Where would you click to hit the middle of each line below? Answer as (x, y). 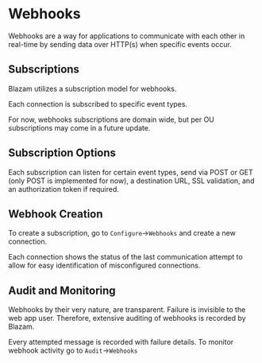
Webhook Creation (56, 214)
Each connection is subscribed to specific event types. (98, 103)
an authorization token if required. (64, 189)
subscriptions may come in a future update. (79, 127)
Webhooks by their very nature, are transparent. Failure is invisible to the (127, 310)
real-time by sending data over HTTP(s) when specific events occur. (120, 44)
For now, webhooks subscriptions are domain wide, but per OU (111, 119)
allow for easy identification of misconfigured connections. (104, 265)
